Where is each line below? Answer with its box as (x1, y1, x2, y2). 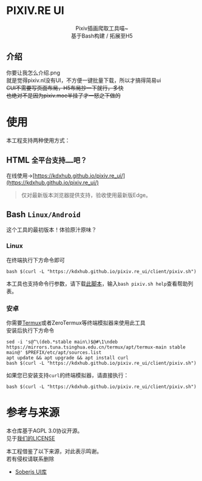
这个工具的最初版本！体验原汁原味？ (6, 226, 97, 234)
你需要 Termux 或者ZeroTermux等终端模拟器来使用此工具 (6, 319, 146, 326)
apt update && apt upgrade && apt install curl (6, 355, 129, 361)
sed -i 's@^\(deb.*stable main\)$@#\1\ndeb (6, 339, 118, 345)
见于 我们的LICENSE (6, 434, 56, 441)
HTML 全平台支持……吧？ (6, 155, 87, 165)
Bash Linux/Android (6, 209, 81, 220)
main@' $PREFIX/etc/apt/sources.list (6, 349, 102, 356)
